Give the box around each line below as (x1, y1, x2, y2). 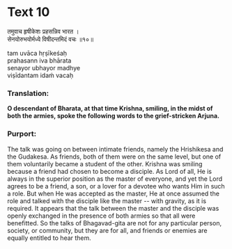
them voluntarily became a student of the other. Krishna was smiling (7, 159, 203, 168)
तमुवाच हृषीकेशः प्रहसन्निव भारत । (7, 27, 79, 35)
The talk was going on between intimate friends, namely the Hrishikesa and (7, 145, 224, 153)
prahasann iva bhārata (7, 56, 72, 65)
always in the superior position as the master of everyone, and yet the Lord (7, 175, 223, 183)
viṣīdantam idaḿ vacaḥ (7, 71, 74, 79)
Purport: (7, 129, 37, 139)
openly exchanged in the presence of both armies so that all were (7, 211, 196, 220)
